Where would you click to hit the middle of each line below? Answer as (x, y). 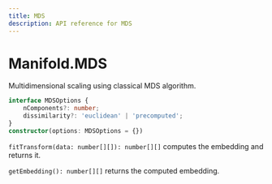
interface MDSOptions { (49, 101)
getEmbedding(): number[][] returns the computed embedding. (114, 170)
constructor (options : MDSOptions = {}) (76, 131)
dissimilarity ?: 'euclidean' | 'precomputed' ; (103, 116)
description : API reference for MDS (70, 24)
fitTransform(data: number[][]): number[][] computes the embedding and (136, 146)
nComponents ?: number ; (61, 109)
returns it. (25, 155)
